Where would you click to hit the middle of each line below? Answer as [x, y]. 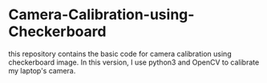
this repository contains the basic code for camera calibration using [120, 53]
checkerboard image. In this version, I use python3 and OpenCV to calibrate [134, 62]
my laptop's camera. [42, 70]
